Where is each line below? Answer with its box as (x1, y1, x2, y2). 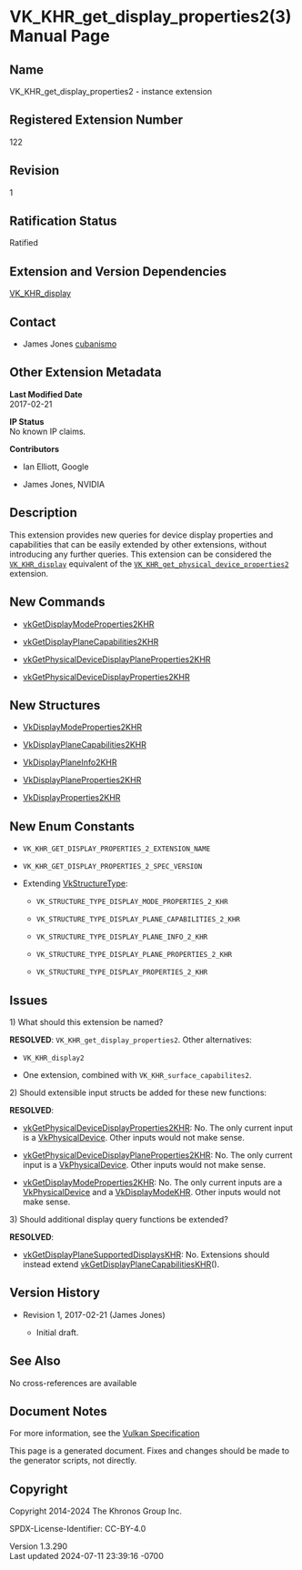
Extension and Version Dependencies (9, 264, 227, 279)
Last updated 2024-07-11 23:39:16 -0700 (9, 1551, 164, 1562)
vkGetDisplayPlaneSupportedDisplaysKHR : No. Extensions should (22, 1249, 270, 1260)
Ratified (9, 237, 39, 248)
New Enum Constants (9, 819, 135, 834)
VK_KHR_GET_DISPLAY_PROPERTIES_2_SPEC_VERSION (22, 862, 203, 871)
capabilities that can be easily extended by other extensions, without (9, 538, 267, 549)
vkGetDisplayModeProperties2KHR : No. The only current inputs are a (22, 1176, 283, 1188)
